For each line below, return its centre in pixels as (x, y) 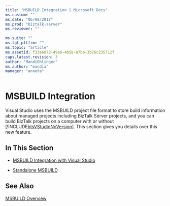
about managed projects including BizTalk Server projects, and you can (80, 116)
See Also (20, 186)
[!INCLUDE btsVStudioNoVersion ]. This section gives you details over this (81, 127)
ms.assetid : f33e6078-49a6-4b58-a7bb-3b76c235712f (60, 52)
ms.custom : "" (20, 15)
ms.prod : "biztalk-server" (34, 24)
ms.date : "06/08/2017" (29, 19)
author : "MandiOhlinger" (31, 62)
